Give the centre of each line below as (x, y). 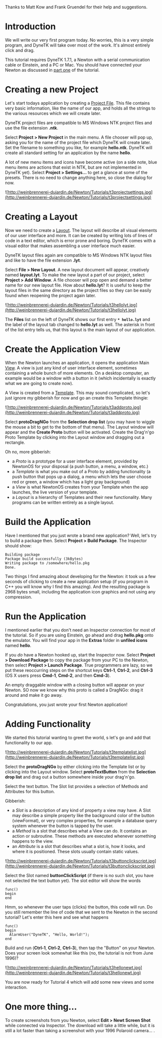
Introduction (30, 27)
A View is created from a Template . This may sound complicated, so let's (78, 393)
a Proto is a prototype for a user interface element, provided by (75, 461)
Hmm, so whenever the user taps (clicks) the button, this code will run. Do (79, 907)
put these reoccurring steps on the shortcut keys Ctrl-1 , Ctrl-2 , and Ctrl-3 (79, 670)
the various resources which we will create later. (53, 113)
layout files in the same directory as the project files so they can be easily (78, 290)
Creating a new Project (52, 90)
